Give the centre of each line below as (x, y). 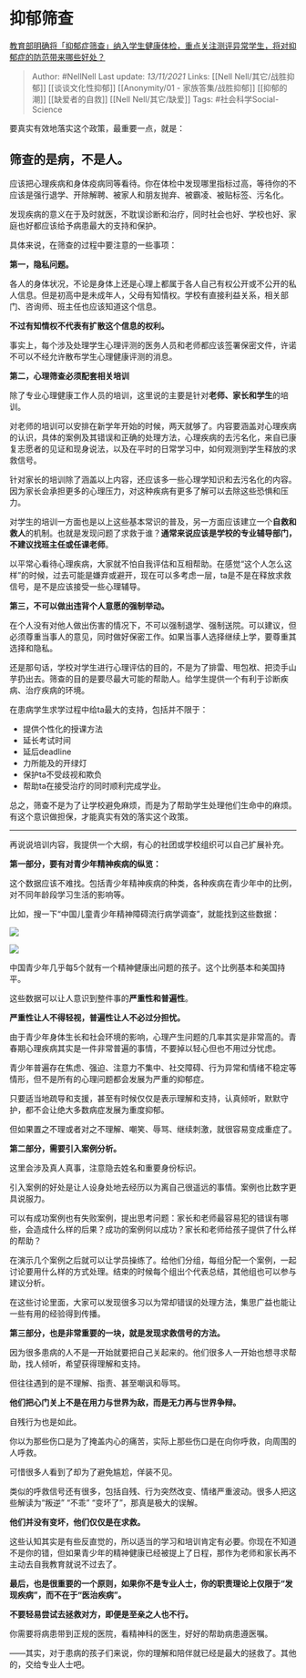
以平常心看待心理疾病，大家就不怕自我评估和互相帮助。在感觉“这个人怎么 (147, 563)
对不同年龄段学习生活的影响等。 (69, 895)
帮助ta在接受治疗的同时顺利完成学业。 (94, 785)
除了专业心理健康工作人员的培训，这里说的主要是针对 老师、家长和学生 (141, 395)
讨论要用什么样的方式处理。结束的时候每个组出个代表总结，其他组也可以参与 (153, 1271)
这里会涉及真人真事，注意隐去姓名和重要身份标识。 (105, 1168)
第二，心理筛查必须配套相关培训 (69, 375)
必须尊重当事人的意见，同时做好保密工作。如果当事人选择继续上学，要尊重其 (153, 636)
